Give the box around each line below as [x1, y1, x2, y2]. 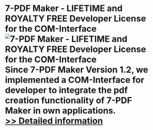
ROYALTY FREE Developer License [5, 13, 146, 24]
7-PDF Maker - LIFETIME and [5, 3, 122, 14]
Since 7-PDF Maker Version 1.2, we [5, 65, 149, 75]
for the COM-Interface [5, 24, 97, 34]
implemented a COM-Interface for [5, 75, 144, 86]
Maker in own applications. [5, 105, 116, 116]
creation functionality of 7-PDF [5, 95, 132, 106]
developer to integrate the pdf [5, 85, 128, 96]
